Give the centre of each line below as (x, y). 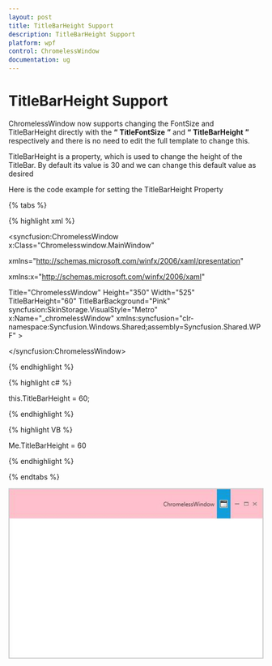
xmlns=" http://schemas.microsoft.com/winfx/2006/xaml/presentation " (126, 260)
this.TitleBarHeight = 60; (49, 398)
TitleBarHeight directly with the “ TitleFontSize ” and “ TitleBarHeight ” (129, 132)
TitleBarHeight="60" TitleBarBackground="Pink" (89, 301)
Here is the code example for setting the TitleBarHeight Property (116, 189)
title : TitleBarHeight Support (61, 26)
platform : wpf (32, 43)
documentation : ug (39, 60)
